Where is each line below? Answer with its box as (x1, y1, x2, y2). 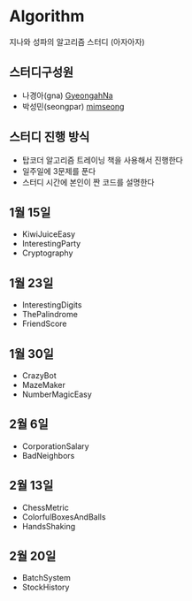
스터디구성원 (9, 65, 73, 80)
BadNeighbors (21, 450, 75, 460)
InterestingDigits (21, 300, 82, 310)
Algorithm (9, 6, 85, 27)
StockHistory (21, 582, 70, 593)
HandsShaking (21, 521, 76, 531)
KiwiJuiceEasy (21, 229, 76, 240)
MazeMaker (21, 380, 66, 390)
